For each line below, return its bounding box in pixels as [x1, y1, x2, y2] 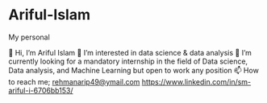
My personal [8, 32, 50, 42]
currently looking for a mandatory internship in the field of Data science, [8, 56, 248, 66]
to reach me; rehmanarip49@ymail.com [8, 76, 140, 86]
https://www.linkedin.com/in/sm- [141, 76, 252, 86]
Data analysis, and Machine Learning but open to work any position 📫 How [8, 65, 260, 75]
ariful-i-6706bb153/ [8, 85, 74, 95]
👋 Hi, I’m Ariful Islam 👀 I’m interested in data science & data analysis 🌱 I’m [8, 47, 252, 57]
